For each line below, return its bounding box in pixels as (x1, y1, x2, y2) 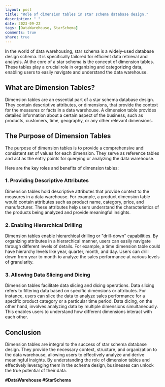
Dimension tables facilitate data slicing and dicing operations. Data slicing (5, 282, 155, 288)
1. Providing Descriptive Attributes (5, 177, 89, 184)
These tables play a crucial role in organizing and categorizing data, (5, 64, 143, 70)
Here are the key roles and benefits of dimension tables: (5, 165, 119, 171)
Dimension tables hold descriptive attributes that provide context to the (5, 188, 149, 194)
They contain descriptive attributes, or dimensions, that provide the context (5, 102, 158, 107)
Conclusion (5, 328, 41, 337)
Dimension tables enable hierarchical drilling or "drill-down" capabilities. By (5, 233, 159, 239)
